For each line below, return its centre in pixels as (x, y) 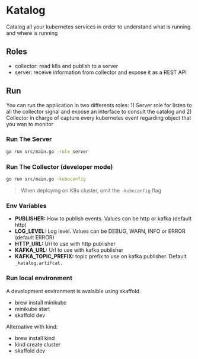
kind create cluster (38, 344)
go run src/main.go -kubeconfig (46, 179)
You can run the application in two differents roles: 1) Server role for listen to (99, 105)
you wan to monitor (30, 124)
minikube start (32, 309)
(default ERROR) (34, 238)
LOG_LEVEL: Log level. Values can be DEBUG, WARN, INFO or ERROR (100, 231)
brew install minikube (41, 302)
